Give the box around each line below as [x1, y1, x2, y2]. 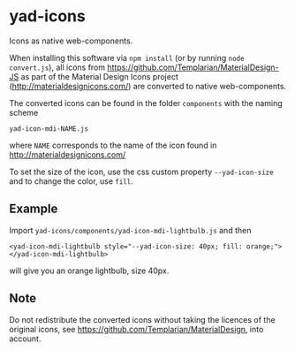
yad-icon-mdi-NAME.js [9, 124, 89, 134]
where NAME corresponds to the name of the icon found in [9, 140, 217, 150]
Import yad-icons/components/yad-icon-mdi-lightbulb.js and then [9, 225, 252, 235]
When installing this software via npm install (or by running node [9, 52, 245, 63]
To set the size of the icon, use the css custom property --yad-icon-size [9, 166, 274, 177]
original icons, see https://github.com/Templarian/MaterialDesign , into [9, 324, 264, 334]
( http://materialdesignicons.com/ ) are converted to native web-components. [9, 80, 287, 91]
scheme [9, 107, 39, 118]
